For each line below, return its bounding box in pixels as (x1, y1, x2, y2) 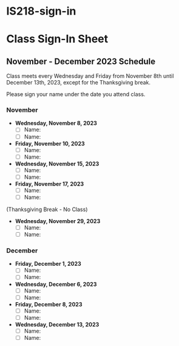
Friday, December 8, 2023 (15, 300, 83, 308)
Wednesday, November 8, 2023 (15, 120, 97, 127)
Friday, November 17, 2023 (15, 180, 84, 187)
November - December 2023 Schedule (6, 56, 156, 66)
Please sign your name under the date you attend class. (6, 91, 146, 98)
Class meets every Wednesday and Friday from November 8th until (6, 72, 174, 80)
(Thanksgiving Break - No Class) (6, 206, 88, 213)
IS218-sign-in (6, 4, 76, 18)
